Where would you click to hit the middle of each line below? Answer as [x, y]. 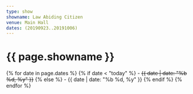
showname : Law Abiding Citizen [45, 17]
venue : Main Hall [27, 22]
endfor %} [19, 86]
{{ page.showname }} [60, 57]
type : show [19, 11]
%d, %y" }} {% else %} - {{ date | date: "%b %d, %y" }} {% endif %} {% [94, 79]
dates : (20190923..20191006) [42, 28]
